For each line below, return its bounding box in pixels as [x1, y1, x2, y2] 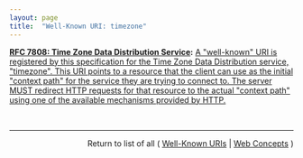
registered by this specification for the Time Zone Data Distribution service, [9, 56, 289, 67]
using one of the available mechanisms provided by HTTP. [9, 94, 226, 105]
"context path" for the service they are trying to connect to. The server [9, 75, 272, 86]
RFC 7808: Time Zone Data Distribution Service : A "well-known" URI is [9, 46, 278, 57]
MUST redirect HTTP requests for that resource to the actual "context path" [9, 85, 290, 96]
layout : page [9, 13, 59, 23]
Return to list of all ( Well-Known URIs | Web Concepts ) [87, 137, 294, 149]
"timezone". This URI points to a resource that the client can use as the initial [9, 65, 294, 77]
